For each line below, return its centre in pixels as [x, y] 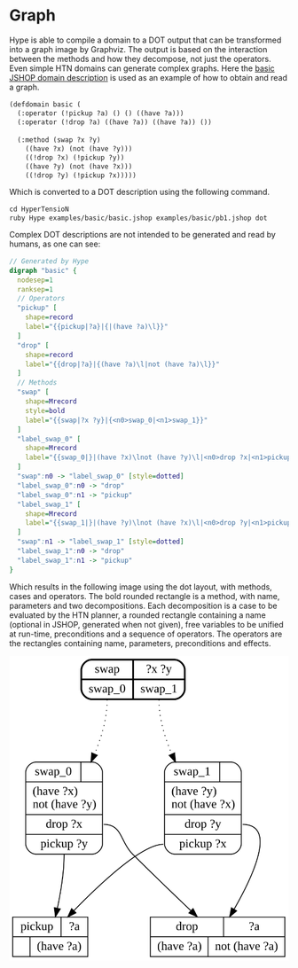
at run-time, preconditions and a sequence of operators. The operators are [146, 634]
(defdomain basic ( [45, 104]
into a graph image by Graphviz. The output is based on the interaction [138, 49]
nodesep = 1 [35, 280]
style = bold [45, 410]
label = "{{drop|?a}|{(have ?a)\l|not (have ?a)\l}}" [122, 364]
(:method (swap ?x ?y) [59, 140]
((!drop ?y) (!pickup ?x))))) [81, 175]
